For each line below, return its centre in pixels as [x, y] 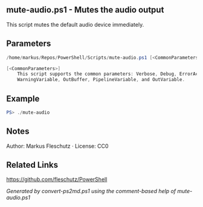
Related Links [32, 165]
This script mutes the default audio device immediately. [75, 24]
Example [23, 98]
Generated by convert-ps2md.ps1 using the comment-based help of [91, 191]
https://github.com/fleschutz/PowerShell [57, 179]
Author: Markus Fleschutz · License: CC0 [57, 146]
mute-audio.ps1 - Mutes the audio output [85, 10]
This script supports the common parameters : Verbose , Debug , [97, 74]
